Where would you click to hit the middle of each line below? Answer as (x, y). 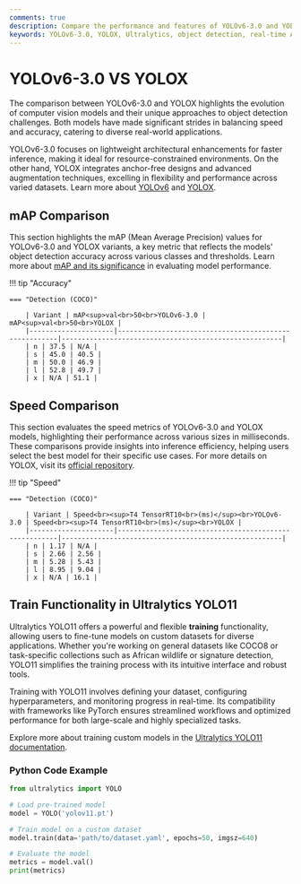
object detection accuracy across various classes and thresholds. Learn (142, 256)
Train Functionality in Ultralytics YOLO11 (123, 605)
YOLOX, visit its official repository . (72, 465)
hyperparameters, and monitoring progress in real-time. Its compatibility (142, 701)
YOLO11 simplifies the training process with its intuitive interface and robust (148, 664)
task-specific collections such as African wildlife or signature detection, (142, 654)
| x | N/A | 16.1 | (62, 577)
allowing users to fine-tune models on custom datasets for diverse (132, 636)
